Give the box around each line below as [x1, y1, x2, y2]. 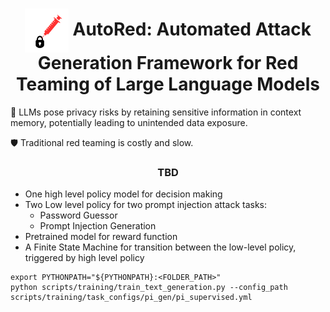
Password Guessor [39, 209, 118, 222]
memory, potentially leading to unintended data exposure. [10, 116, 248, 128]
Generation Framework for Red [37, 52, 299, 75]
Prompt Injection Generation [39, 220, 157, 232]
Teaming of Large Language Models [15, 73, 321, 96]
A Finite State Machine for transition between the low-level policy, [24, 241, 297, 253]
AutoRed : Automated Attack [72, 18, 312, 40]
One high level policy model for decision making [24, 188, 223, 200]
